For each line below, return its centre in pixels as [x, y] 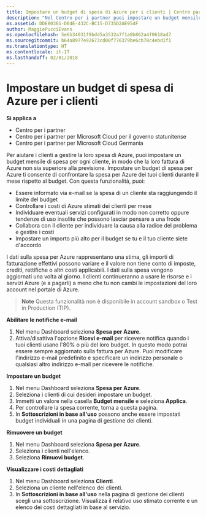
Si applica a [21, 118]
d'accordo [28, 245]
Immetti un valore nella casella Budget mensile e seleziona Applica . [101, 401]
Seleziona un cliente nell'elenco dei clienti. [69, 488]
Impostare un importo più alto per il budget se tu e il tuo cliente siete [101, 238]
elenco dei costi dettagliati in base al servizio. [73, 507]
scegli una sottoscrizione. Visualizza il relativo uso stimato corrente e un [106, 500]
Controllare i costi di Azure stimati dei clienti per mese [83, 205]
